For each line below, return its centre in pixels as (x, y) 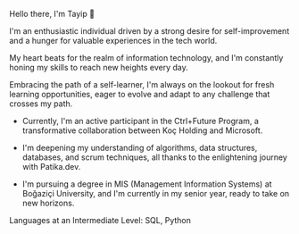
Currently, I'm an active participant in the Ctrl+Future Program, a (140, 121)
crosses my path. (41, 104)
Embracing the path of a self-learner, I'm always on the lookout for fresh (142, 84)
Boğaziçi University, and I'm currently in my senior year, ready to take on (156, 193)
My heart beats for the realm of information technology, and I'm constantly (146, 58)
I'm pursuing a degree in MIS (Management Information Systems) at (147, 184)
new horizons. (48, 203)
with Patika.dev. (51, 167)
